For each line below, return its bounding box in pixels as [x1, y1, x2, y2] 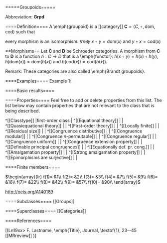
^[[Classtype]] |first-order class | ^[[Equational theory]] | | [5, 118, 124, 123]
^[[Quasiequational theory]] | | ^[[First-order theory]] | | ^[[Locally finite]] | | [5, 123, 160, 128]
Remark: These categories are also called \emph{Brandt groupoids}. [5, 68, 146, 74]
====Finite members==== [5, 164, 61, 170]
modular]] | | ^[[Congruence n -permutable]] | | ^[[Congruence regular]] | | [5, 133, 157, 139]
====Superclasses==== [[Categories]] [5, 208, 86, 214]
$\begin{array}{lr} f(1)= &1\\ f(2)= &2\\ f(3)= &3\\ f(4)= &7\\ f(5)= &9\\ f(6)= [5, 174, 158, 180]
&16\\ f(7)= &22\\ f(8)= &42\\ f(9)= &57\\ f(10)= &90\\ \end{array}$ [5, 179, 141, 185]
